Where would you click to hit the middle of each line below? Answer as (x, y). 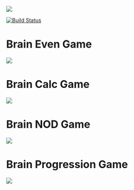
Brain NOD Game (48, 124)
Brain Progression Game (67, 164)
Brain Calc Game (48, 85)
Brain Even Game (49, 44)
